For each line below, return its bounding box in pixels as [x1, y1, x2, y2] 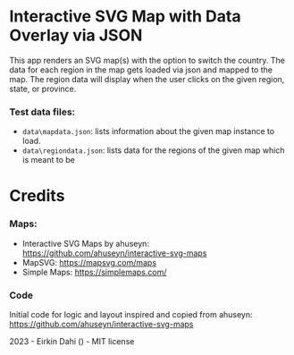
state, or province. [9, 83, 77, 94]
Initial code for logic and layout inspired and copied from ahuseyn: [9, 309, 253, 320]
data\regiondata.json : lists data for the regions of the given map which [21, 145, 285, 156]
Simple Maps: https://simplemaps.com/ [21, 266, 167, 277]
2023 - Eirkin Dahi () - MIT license [9, 336, 135, 347]
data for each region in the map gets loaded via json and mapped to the [9, 64, 273, 75]
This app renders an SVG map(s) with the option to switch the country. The [9, 55, 286, 65]
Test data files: [9, 106, 76, 118]
